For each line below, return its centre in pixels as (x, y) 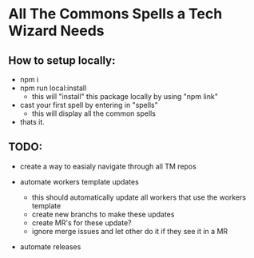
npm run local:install (53, 88)
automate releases (50, 246)
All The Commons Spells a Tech (115, 14)
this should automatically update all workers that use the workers (139, 197)
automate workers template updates (79, 181)
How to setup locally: (62, 60)
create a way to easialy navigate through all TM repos (108, 166)
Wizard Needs (56, 31)
